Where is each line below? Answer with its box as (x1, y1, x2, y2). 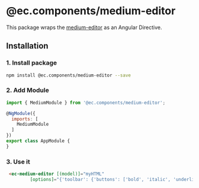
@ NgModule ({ (6, 110, 36, 116)
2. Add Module (6, 86, 49, 94)
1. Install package (6, 59, 57, 67)
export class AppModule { (6, 138, 70, 144)
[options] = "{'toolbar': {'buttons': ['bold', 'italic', (30, 176, 171, 182)
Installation (6, 41, 49, 51)
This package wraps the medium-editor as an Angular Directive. (6, 24, 162, 31)
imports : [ (11, 116, 38, 122)
